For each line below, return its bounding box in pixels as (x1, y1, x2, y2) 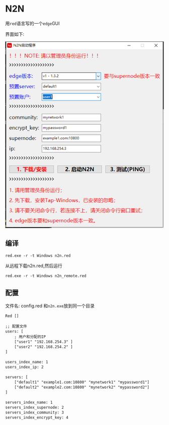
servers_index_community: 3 (5, 410, 64, 415)
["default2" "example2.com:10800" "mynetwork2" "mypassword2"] (14, 385, 150, 390)
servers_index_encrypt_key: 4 (5, 415, 69, 420)
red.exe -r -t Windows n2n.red (5, 253, 71, 258)
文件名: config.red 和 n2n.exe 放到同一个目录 (5, 303, 95, 309)
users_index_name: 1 (5, 359, 49, 365)
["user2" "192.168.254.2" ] (14, 344, 73, 350)
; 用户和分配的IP (14, 334, 46, 340)
